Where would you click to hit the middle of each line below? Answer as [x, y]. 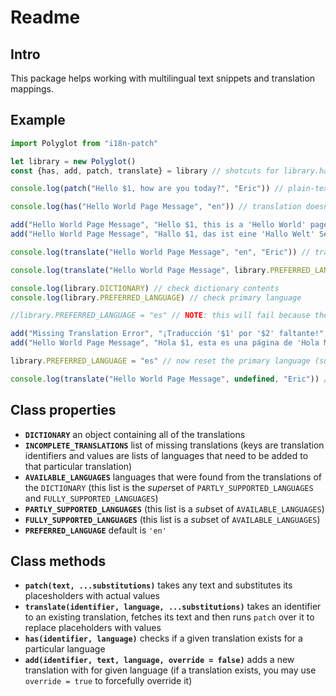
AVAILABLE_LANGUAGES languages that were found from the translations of [173, 477]
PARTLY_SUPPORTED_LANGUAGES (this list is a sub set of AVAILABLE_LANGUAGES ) [174, 508]
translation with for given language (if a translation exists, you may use [170, 670]
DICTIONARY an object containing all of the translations [135, 434]
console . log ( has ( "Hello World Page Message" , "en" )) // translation [156, 207]
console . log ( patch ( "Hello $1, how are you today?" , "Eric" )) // [147, 189]
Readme [45, 17]
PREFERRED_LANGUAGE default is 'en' [95, 530]
